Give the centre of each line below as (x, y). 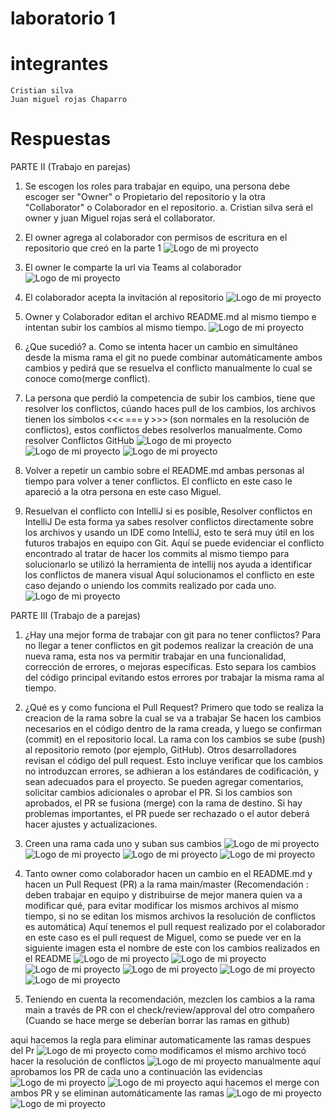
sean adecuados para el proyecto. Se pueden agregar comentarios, (164, 782)
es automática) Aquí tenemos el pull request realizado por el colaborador (175, 927)
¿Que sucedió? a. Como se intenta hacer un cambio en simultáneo (161, 347)
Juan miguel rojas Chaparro (69, 100)
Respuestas (61, 139)
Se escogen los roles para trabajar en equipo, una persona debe (157, 186)
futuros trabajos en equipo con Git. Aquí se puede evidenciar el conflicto (174, 543)
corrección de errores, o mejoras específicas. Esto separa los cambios (170, 667)
